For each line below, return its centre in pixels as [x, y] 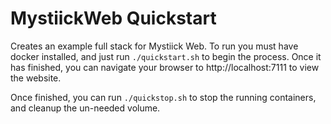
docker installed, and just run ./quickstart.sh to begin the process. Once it [166, 56]
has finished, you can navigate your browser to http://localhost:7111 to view [165, 67]
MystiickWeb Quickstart [113, 18]
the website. [36, 78]
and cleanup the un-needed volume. [85, 108]
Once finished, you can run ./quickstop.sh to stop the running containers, [163, 97]
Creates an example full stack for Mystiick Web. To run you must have [154, 46]
